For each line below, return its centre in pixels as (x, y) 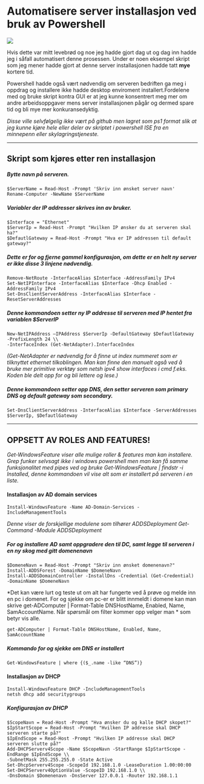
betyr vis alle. (24, 619)
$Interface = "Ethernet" (38, 222)
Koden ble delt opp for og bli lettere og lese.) (63, 376)
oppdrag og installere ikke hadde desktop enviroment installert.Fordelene (98, 90)
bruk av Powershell (56, 24)
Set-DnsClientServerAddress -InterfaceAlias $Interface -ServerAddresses (102, 411)
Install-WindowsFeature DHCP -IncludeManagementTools (76, 689)
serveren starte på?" (34, 734)
